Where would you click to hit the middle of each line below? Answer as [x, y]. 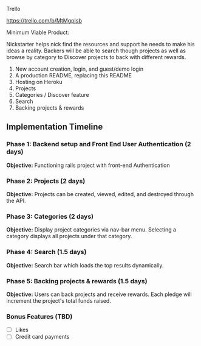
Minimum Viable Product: [38, 32]
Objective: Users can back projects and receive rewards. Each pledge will [99, 294]
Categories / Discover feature [52, 95]
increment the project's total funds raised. [59, 300]
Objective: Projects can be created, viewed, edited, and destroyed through [100, 194]
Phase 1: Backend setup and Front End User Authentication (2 [99, 144]
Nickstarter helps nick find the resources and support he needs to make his [101, 44]
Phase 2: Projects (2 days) [46, 181]
